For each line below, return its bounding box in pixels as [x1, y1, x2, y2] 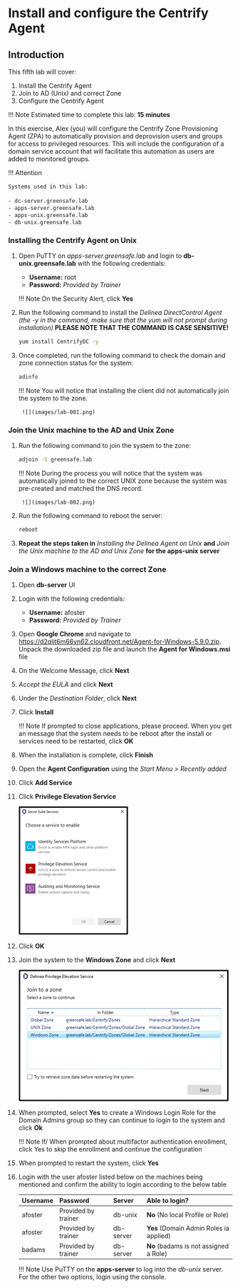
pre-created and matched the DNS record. [18, 484, 143, 493]
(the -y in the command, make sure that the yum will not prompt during [18, 316, 227, 324]
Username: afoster [28, 609, 85, 617]
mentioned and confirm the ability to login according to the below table [18, 1180, 227, 1189]
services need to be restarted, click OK [18, 737, 134, 746]
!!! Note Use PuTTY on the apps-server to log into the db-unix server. [18, 1265, 224, 1274]
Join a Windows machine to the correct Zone [8, 564, 167, 574]
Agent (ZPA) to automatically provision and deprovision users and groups [8, 132, 223, 140]
